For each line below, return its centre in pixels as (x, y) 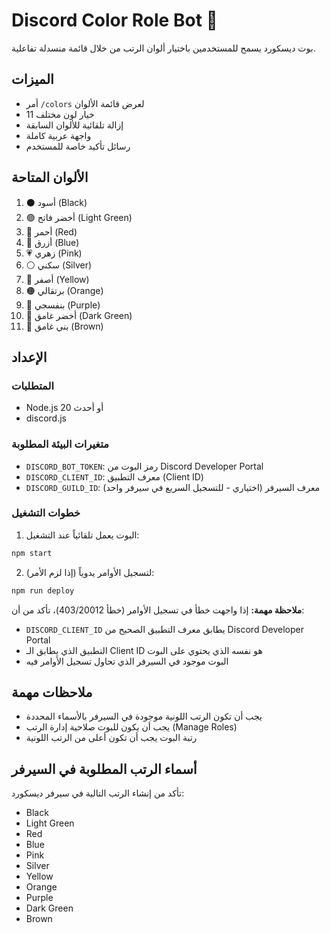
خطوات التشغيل (46, 513)
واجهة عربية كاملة (58, 135)
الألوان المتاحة (50, 177)
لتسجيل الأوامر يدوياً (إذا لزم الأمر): (90, 572)
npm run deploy (43, 590)
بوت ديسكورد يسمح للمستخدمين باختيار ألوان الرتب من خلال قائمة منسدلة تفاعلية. (163, 48)
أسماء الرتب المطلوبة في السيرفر (104, 769)
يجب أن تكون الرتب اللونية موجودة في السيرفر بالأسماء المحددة (144, 716)
